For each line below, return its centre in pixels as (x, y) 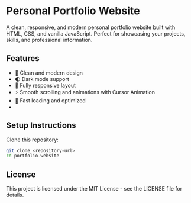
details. (15, 195)
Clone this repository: (33, 140)
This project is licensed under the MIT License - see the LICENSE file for (94, 189)
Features (23, 58)
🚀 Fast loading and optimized (50, 100)
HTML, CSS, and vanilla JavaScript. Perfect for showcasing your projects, (96, 33)
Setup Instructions (41, 125)
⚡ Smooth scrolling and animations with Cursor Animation (85, 92)
